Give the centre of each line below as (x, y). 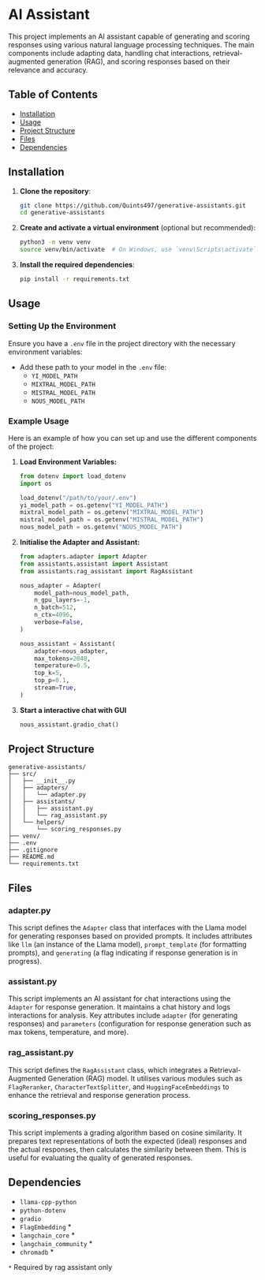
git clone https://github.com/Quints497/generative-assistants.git (132, 205)
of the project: (31, 446)
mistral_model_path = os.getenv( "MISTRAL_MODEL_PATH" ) (112, 520)
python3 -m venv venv (55, 242)
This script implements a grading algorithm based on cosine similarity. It (125, 1133)
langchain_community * (56, 1243)
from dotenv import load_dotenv (73, 476)
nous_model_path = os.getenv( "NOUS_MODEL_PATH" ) (101, 527)
